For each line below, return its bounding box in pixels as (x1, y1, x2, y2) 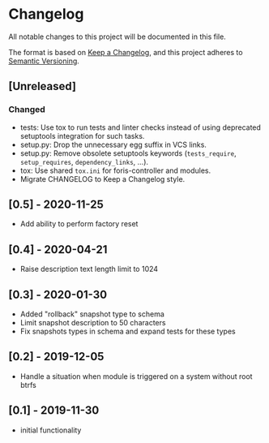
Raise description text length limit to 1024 (19, 265, 159, 274)
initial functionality (19, 425, 82, 435)
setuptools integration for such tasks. (19, 131, 145, 140)
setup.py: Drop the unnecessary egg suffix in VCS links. (19, 140, 207, 149)
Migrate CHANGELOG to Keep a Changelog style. (19, 174, 186, 183)
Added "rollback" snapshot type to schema (19, 309, 164, 319)
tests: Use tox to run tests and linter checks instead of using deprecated (19, 123, 262, 132)
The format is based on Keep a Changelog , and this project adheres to (8, 47, 243, 57)
